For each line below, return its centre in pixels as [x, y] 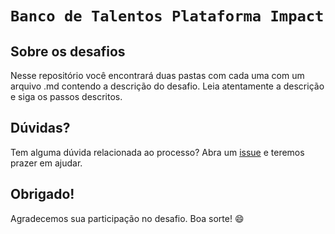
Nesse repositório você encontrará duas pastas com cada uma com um [157, 75]
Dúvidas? [40, 128]
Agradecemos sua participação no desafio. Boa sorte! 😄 [127, 218]
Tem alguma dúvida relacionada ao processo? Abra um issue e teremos [157, 152]
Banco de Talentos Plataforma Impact [167, 16]
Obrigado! [42, 194]
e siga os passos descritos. [66, 96]
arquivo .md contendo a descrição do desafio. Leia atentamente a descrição [167, 86]
